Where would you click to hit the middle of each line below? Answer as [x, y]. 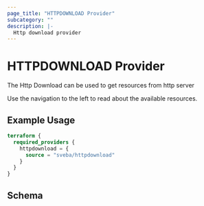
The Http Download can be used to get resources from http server [101, 86]
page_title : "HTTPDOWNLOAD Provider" [61, 13]
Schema [25, 195]
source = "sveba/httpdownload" [70, 155]
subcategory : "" [30, 20]
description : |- [30, 26]
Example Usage [41, 120]
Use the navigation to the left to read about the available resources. [102, 99]
